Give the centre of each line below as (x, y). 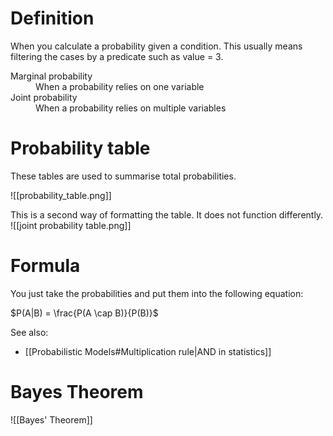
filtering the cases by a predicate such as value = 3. (117, 56)
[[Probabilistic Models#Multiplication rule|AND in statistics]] (148, 351)
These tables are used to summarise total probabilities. (123, 176)
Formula (45, 266)
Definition (52, 18)
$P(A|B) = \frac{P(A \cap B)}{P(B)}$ (84, 313)
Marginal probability (51, 76)
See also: (29, 332)
